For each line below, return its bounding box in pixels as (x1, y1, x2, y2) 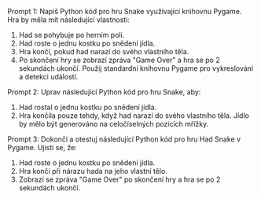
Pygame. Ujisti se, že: (7, 143, 78, 152)
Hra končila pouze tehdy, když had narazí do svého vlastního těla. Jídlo (18, 111, 249, 120)
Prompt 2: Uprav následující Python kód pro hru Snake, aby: (7, 87, 201, 97)
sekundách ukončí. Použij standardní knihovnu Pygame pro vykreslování (18, 64, 254, 73)
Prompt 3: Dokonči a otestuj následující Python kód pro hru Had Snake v (7, 135, 241, 144)
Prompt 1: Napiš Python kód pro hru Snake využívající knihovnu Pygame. (7, 7, 242, 16)
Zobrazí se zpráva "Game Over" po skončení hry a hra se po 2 (18, 175, 221, 184)
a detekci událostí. (18, 72, 79, 81)
